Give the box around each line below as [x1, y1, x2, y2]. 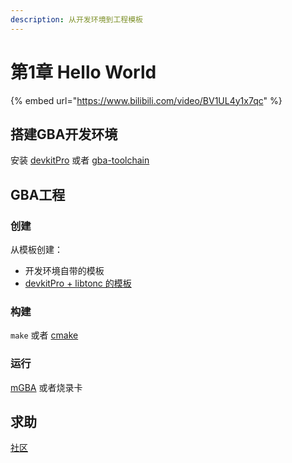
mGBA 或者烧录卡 [10, 381, 83, 393]
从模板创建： [10, 244, 63, 256]
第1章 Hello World [10, 61, 157, 83]
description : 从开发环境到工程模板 [10, 14, 143, 25]
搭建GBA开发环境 [10, 126, 118, 143]
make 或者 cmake [10, 329, 79, 341]
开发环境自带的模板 [24, 265, 105, 277]
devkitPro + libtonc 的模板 [24, 277, 132, 290]
